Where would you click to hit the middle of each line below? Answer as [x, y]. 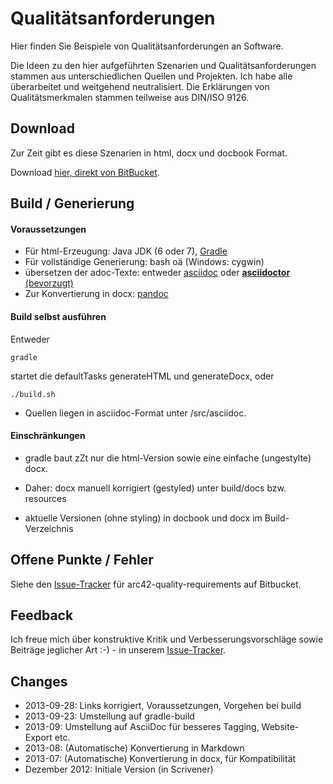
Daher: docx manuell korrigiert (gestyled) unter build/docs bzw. [155, 488]
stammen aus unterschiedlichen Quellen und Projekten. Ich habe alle [151, 76]
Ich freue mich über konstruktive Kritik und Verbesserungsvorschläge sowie [167, 639]
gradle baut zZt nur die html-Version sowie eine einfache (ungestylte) [168, 458]
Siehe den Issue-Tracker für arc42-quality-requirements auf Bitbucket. [156, 584]
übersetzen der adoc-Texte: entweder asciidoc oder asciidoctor [157, 273]
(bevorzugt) [49, 283]
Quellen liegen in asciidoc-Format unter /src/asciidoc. [135, 413]
